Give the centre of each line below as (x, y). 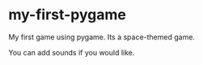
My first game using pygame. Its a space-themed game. (102, 37)
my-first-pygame (68, 15)
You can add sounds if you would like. (72, 52)
